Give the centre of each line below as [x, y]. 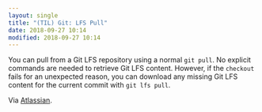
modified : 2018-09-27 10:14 [55, 37]
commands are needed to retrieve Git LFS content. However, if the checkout [131, 69]
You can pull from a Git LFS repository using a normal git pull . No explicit [130, 60]
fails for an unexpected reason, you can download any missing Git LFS [123, 77]
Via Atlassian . [30, 100]
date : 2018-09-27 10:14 [47, 30]
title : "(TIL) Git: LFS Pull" [58, 23]
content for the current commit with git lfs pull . [89, 85]
